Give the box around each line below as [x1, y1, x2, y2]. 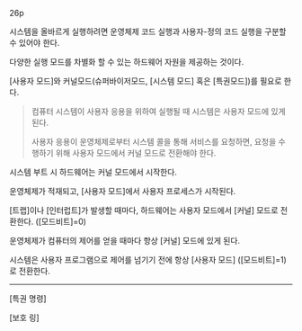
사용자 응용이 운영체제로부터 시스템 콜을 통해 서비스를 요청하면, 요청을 [31, 137, 277, 147]
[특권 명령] [9, 293, 47, 304]
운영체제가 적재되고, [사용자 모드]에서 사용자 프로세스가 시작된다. [9, 186, 236, 196]
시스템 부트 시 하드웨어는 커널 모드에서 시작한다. [9, 166, 178, 177]
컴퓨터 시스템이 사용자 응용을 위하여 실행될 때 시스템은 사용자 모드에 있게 [31, 106, 286, 116]
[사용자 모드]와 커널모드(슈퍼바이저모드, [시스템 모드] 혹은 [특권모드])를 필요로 [9, 76, 282, 86]
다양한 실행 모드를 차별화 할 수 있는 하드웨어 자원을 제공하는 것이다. [9, 57, 244, 67]
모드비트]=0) [40, 216, 87, 227]
